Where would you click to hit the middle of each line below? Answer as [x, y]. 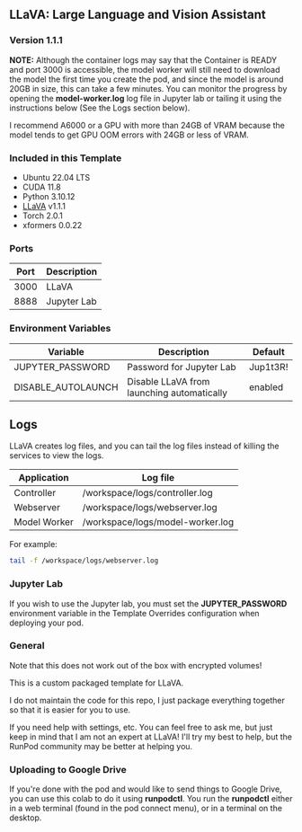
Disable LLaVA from [169, 381]
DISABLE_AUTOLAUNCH [66, 387]
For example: [34, 544]
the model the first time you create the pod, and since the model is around [147, 79]
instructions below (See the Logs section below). [100, 108]
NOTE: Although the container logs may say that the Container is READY [143, 60]
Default [268, 351]
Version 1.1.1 [36, 40]
